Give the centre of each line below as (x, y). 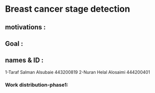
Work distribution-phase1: (37, 85)
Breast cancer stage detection (68, 9)
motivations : (26, 27)
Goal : (14, 43)
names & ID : (24, 60)
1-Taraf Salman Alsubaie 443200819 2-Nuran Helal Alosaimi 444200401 (77, 72)
